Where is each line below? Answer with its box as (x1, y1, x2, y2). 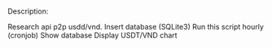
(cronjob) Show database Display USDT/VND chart (7, 30, 178, 40)
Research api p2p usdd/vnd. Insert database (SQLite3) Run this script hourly (7, 22, 264, 32)
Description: (7, 6, 49, 16)
